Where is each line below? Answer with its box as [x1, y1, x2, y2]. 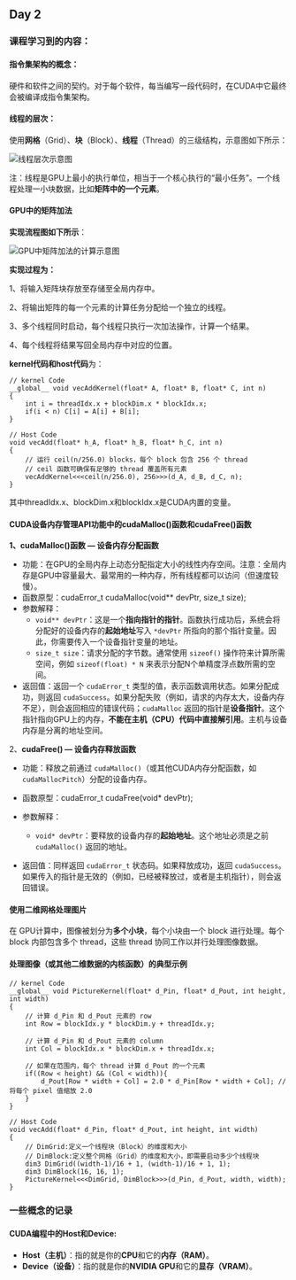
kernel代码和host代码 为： [9, 358, 104, 368]
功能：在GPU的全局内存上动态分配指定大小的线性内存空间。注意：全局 [21, 559, 279, 570]
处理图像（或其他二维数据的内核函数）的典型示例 [9, 958, 187, 969]
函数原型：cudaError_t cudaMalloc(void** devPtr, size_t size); [21, 593, 247, 603]
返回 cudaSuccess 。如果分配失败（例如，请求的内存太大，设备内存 [45, 692, 285, 702]
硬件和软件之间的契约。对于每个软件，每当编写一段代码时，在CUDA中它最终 [9, 80, 287, 91]
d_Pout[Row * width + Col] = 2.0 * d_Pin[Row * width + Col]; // [41, 1076, 287, 1086]
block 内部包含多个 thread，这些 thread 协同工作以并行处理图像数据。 [9, 936, 263, 947]
